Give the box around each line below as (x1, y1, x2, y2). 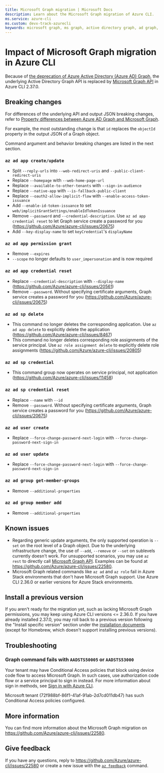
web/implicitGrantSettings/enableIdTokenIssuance (12, 209, 116, 214)
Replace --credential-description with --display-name (12, 278, 124, 284)
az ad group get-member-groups (5, 478, 80, 484)
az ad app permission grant (5, 241, 72, 247)
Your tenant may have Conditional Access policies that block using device (5, 667, 154, 673)
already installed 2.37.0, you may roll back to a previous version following (5, 617, 153, 623)
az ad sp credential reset (5, 387, 70, 393)
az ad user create (5, 425, 49, 430)
